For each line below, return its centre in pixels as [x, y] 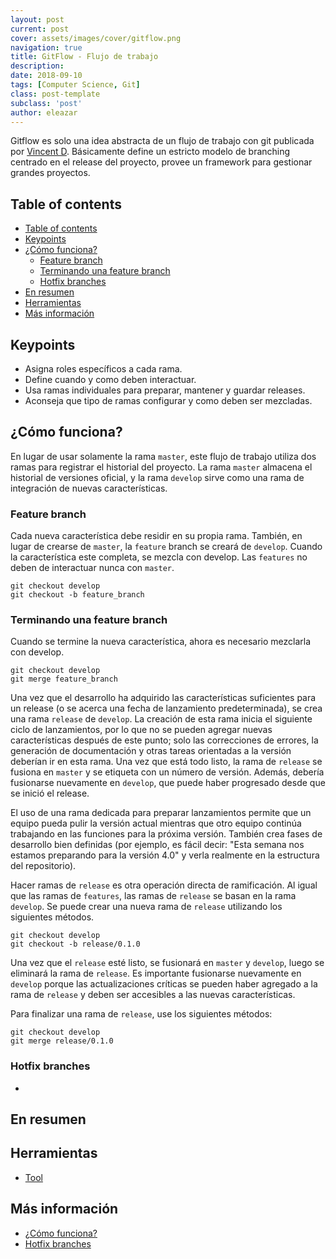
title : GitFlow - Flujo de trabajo [84, 57]
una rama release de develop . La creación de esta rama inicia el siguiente [161, 719]
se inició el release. [50, 793]
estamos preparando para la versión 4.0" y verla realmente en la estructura [165, 855]
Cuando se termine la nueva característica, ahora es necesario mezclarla [161, 642]
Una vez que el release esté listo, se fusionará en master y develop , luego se [167, 963]
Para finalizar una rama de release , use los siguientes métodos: [141, 1014]
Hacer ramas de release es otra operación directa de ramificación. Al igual [164, 885]
